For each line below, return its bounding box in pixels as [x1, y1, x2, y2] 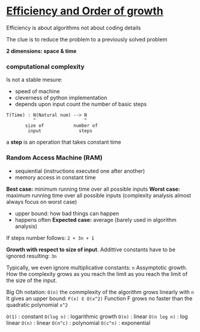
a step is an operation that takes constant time [6, 138, 121, 146]
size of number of [25, 123, 98, 129]
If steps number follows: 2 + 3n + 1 [6, 234, 95, 241]
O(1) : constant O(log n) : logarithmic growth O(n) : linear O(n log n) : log [6, 313, 188, 320]
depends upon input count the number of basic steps [14, 100, 147, 108]
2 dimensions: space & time [6, 47, 77, 55]
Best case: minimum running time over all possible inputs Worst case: [6, 185, 180, 192]
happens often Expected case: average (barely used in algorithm [14, 216, 177, 223]
